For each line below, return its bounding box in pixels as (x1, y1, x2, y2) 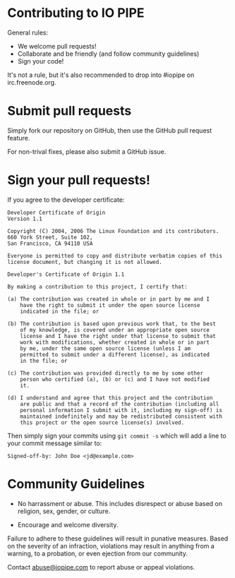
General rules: (7, 28, 49, 37)
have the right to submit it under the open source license (20, 301, 200, 308)
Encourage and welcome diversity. (17, 520, 119, 529)
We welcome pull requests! (17, 42, 97, 50)
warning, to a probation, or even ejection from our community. (7, 549, 188, 558)
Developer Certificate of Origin (7, 209, 106, 216)
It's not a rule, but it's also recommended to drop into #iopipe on (7, 71, 195, 79)
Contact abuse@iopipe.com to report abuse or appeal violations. (7, 562, 195, 571)
